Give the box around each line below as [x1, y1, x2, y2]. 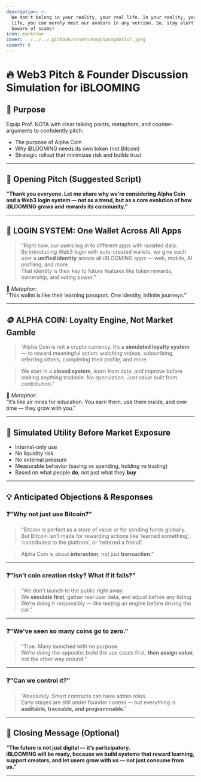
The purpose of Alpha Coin [14, 138, 82, 145]
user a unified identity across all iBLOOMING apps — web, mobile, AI [20, 254, 193, 261]
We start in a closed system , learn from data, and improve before [20, 367, 183, 375]
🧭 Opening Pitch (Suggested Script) [6, 174, 142, 184]
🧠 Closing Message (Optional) [6, 728, 120, 738]
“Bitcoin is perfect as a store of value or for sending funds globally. [20, 526, 186, 533]
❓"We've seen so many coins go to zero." [6, 627, 129, 635]
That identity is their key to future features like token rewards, [20, 267, 173, 274]
